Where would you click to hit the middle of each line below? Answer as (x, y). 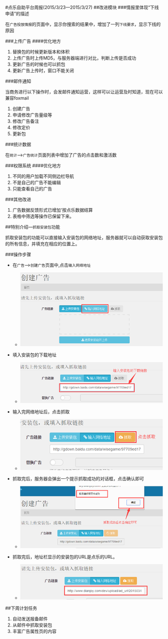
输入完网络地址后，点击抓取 (41, 412)
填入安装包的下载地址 (34, 355)
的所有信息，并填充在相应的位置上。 (42, 244)
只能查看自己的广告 (32, 189)
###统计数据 (18, 144)
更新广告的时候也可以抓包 (39, 64)
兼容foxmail (17, 98)
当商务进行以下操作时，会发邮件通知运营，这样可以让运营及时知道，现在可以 (84, 92)
